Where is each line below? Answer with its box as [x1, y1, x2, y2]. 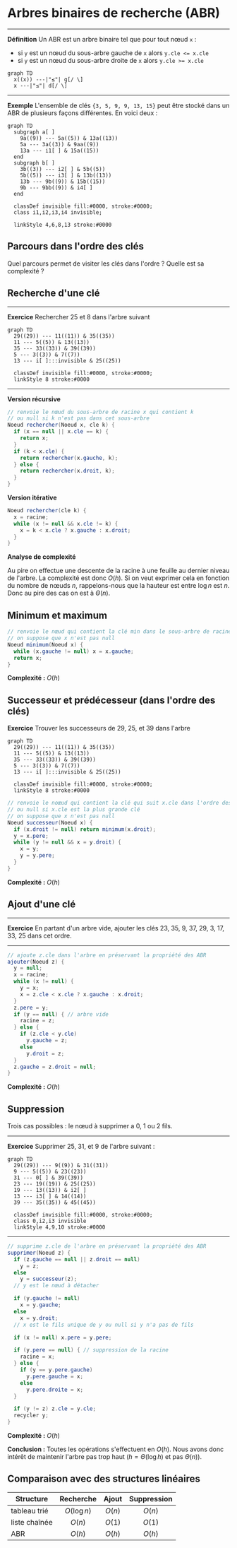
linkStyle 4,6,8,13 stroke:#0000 [13, 221, 112, 228]
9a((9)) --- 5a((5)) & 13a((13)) [20, 134, 119, 142]
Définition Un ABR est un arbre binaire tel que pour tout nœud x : [7, 35, 197, 43]
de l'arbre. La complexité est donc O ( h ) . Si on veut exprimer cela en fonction [7, 574, 230, 582]
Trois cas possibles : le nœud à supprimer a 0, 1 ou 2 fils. [7, 1122, 173, 1130]
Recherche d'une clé [7, 288, 100, 300]
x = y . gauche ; [20, 1301, 61, 1308]
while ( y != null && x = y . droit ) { [13, 839, 121, 846]
